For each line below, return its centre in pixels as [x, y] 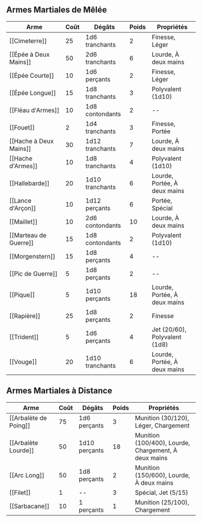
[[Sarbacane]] [29, 506]
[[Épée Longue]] [33, 93]
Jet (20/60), [169, 329]
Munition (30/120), [162, 418]
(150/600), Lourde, [163, 475]
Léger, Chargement [162, 426]
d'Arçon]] [23, 208]
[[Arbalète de [28, 418]
